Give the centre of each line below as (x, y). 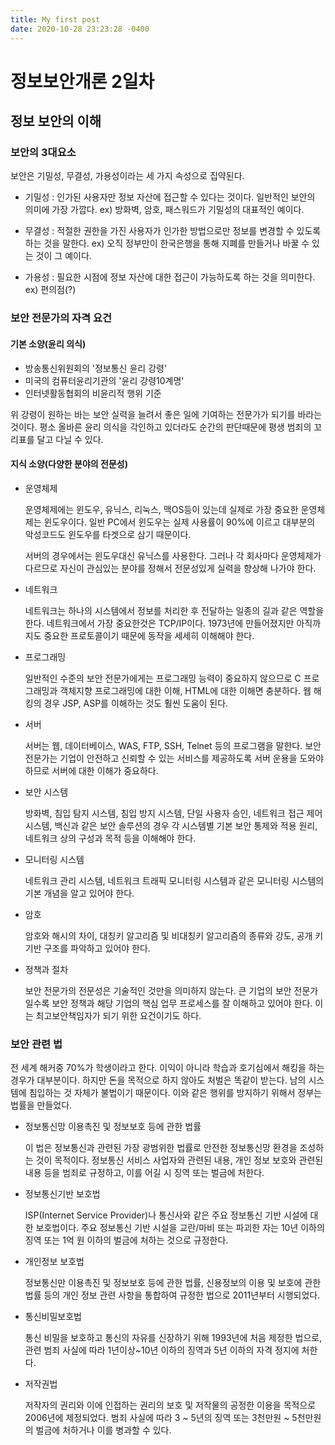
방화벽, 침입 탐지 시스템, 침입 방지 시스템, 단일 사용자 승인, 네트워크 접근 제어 (173, 813)
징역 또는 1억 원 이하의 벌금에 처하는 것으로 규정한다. (126, 1240)
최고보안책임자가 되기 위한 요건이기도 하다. (118, 1015)
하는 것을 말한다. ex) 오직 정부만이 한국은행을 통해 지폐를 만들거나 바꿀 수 (167, 243)
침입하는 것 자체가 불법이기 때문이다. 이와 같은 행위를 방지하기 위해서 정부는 (175, 1092)
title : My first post (55, 19)
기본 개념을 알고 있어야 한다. (79, 893)
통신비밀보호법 (53, 1316)
